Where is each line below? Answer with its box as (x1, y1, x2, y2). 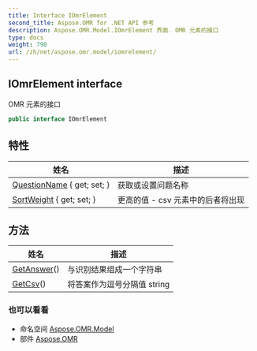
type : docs (8, 33, 44, 42)
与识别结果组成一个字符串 (67, 264, 163, 275)
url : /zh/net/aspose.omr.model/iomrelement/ (8, 48, 157, 56)
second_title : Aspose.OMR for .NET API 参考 (8, 19, 155, 27)
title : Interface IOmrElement (8, 11, 108, 20)
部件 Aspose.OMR (19, 334, 79, 343)
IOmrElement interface (8, 77, 123, 91)
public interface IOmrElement (8, 115, 108, 123)
